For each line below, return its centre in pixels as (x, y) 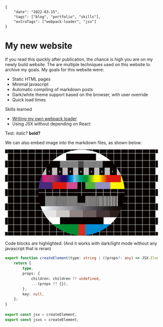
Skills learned (19, 109)
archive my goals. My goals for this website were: (55, 70)
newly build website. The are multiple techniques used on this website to (78, 64)
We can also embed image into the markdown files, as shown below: (73, 143)
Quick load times (29, 100)
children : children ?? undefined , (66, 279)
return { (23, 263)
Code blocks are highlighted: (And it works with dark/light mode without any (81, 243)
